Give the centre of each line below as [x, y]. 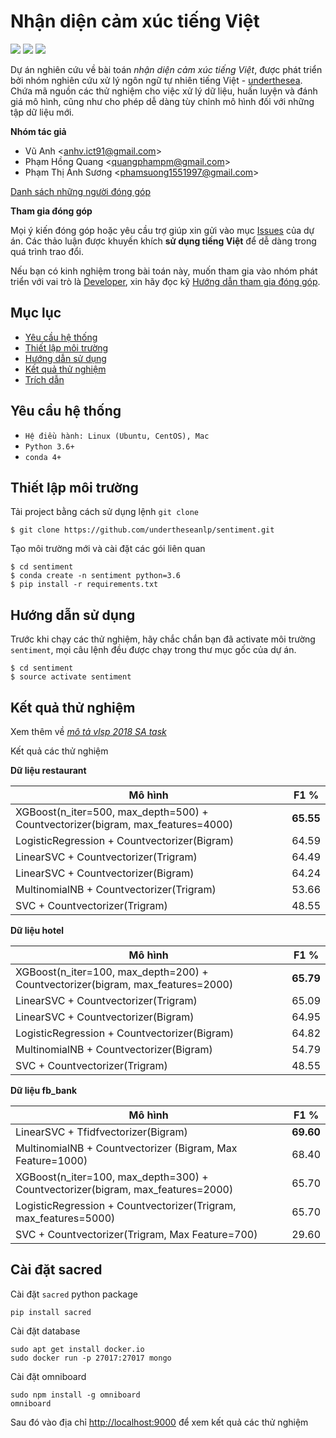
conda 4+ [43, 457]
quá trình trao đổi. [47, 251]
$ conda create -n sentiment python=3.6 [96, 576]
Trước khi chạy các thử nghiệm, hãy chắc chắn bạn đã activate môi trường [163, 639]
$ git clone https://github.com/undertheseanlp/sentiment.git [142, 530]
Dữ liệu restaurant [48, 770]
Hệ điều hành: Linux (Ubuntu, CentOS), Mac [117, 436]
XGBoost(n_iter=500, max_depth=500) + [112, 812]
